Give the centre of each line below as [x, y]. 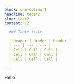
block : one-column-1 [26, 10]
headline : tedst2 [22, 14]
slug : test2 [17, 19]
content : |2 [17, 23]
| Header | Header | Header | [40, 41]
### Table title [26, 32]
